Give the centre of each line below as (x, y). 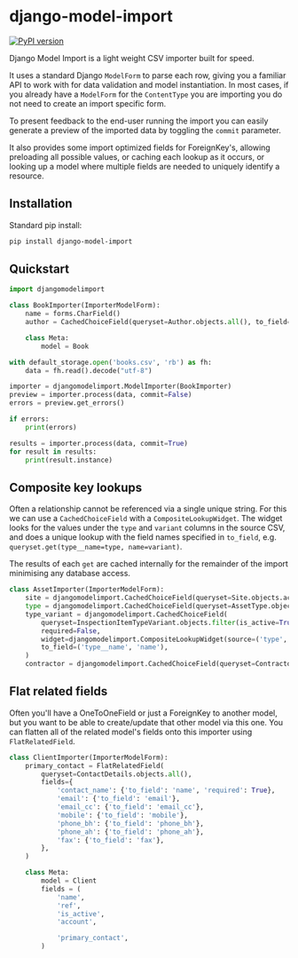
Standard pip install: (46, 225)
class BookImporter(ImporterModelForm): (85, 305)
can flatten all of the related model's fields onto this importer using (131, 732)
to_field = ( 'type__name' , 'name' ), (105, 647)
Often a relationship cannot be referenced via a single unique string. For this (148, 509)
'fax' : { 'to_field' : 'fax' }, (110, 840)
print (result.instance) (69, 460)
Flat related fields (59, 691)
